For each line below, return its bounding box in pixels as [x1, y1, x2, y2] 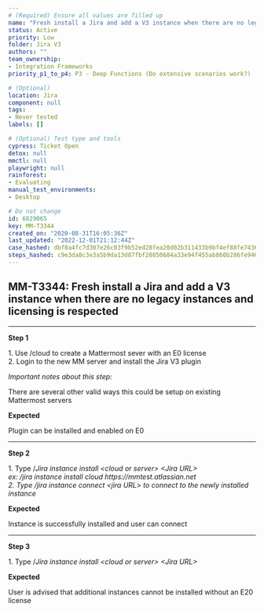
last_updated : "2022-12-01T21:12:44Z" [8, 236, 135, 244]
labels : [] [8, 121, 44, 129]
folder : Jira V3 [8, 41, 61, 49]
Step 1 [8, 333, 29, 342]
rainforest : [8, 171, 47, 179]
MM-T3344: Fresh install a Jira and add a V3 [8, 280, 231, 294]
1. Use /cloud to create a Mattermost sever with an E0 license [8, 348, 207, 357]
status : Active [8, 26, 58, 34]
